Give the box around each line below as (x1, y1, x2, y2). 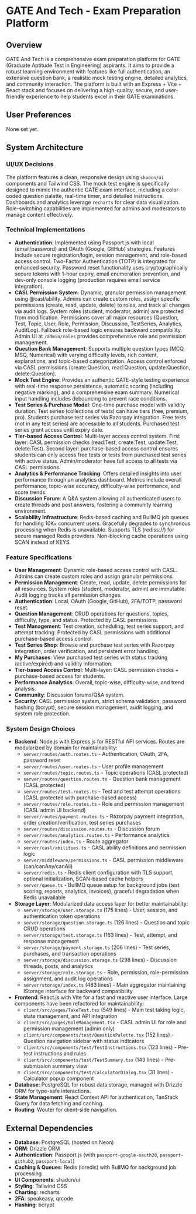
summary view (52, 1062, 88, 1070)
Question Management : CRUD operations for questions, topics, (14, 610, 169, 617)
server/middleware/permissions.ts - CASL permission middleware (23, 856, 184, 864)
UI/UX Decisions (6, 160, 54, 169)
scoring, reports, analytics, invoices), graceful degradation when (23, 888, 180, 895)
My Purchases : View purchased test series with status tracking (14, 654, 168, 661)
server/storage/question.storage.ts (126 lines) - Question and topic (23, 919, 190, 926)
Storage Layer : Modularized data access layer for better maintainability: (14, 900, 188, 907)
